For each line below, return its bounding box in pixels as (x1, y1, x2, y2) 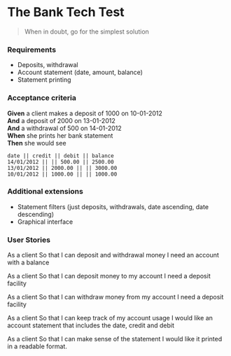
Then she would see (7, 138, 66, 147)
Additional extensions (7, 187, 84, 197)
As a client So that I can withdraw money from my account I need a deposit (7, 293, 224, 301)
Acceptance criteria (7, 93, 77, 103)
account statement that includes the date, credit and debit (7, 321, 175, 329)
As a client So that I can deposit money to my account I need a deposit (7, 272, 211, 280)
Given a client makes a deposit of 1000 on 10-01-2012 (7, 109, 163, 118)
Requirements (7, 45, 57, 55)
